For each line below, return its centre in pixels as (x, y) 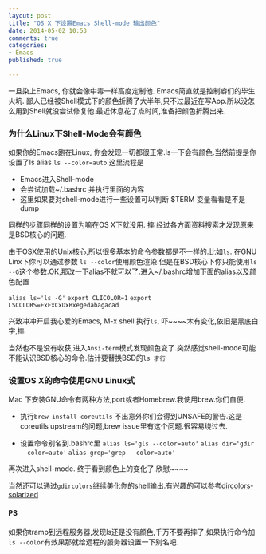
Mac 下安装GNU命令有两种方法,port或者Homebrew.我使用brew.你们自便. (127, 399)
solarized (23, 495)
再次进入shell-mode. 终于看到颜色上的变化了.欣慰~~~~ (98, 469)
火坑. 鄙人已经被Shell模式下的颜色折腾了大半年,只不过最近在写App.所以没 (128, 101)
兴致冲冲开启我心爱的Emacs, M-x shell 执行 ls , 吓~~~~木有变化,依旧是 (123, 321)
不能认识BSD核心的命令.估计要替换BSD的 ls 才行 (87, 358)
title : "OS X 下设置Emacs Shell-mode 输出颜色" (84, 23)
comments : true (33, 38)
